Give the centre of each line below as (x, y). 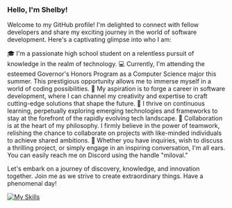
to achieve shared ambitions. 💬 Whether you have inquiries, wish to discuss (115, 141)
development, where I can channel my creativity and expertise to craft (107, 96)
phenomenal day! (32, 184)
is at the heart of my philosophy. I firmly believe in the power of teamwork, (114, 126)
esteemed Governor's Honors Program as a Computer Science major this (112, 74)
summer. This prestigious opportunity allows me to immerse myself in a (109, 81)
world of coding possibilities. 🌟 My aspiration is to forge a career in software (116, 89)
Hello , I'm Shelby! (38, 10)
